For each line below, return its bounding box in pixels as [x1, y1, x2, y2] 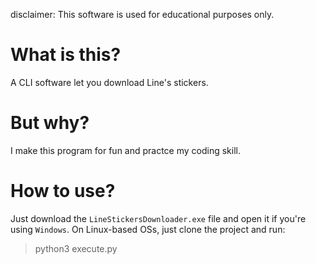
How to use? [10, 180, 116, 203]
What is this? [10, 44, 122, 66]
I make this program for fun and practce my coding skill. [10, 144, 242, 156]
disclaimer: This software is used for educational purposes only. [10, 9, 275, 20]
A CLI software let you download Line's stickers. [10, 76, 209, 88]
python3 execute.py [34, 242, 118, 254]
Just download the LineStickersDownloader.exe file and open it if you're [10, 212, 307, 224]
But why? [10, 112, 90, 134]
